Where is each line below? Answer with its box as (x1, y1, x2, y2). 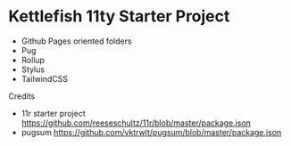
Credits (8, 91, 36, 101)
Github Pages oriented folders (21, 36, 132, 46)
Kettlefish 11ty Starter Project (8, 6, 230, 27)
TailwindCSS (21, 73, 69, 84)
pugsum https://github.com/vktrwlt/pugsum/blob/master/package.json (21, 126, 282, 137)
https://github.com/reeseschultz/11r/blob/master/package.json (21, 118, 252, 128)
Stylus (21, 64, 46, 75)
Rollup (21, 54, 46, 65)
